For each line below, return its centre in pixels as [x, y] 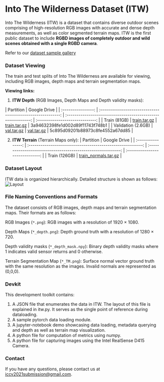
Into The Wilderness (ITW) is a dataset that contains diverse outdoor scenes [82, 22]
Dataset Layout [23, 168]
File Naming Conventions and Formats [51, 197]
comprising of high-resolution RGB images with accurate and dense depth [80, 27]
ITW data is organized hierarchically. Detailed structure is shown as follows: [81, 179]
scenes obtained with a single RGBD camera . [52, 43]
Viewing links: [20, 91]
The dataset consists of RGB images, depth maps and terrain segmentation [81, 207]
